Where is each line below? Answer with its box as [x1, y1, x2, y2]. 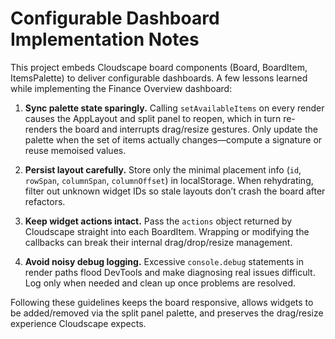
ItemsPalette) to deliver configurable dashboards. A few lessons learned [10, 72, 308, 84]
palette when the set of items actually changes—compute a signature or [24, 133, 323, 146]
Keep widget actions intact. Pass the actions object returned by [24, 215, 293, 227]
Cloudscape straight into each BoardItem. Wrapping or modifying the [24, 225, 310, 237]
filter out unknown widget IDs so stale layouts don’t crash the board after [24, 185, 326, 197]
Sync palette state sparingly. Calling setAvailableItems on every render [24, 102, 325, 114]
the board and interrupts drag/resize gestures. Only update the [59, 123, 318, 135]
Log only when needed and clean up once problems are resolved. [24, 277, 296, 289]
